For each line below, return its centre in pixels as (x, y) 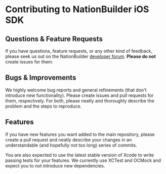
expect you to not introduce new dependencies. (55, 165)
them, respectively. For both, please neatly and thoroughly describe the (80, 100)
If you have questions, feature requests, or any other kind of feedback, (79, 51)
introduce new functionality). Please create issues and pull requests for (79, 95)
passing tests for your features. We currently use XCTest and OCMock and (83, 160)
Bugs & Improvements (41, 78)
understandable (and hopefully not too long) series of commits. (71, 145)
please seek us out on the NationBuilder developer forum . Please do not (80, 56)
